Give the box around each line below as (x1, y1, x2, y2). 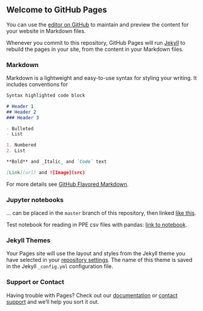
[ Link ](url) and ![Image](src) (6, 169, 85, 175)
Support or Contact (6, 278, 65, 286)
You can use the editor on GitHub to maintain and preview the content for (6, 21, 189, 28)
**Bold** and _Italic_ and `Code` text (6, 159, 107, 165)
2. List (6, 148, 26, 154)
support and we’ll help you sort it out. (6, 298, 99, 305)
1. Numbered (6, 142, 36, 148)
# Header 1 (6, 103, 34, 110)
